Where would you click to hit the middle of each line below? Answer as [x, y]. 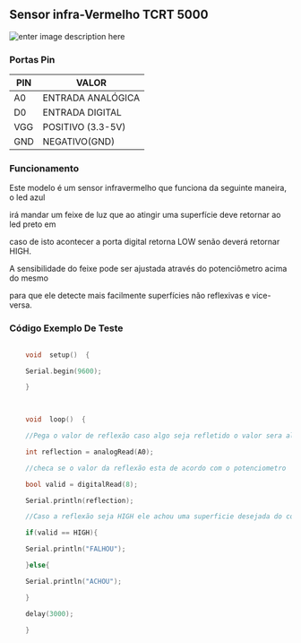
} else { [38, 565]
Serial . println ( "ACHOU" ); [74, 581]
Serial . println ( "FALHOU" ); [76, 549]
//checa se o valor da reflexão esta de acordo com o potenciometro [156, 468]
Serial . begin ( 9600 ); [64, 371]
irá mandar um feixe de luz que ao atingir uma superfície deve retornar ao [145, 215]
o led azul [27, 197]
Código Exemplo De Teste [66, 328]
